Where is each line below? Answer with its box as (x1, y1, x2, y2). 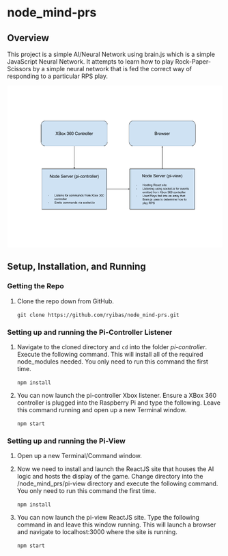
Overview (7, 32, 50, 44)
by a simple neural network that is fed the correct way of (33, 65, 193, 73)
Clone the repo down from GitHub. (16, 296, 115, 305)
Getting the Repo (7, 281, 65, 291)
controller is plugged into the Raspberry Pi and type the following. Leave (16, 399, 220, 407)
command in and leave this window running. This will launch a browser (16, 520, 216, 529)
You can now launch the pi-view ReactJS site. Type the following (16, 514, 200, 522)
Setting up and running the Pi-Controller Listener (7, 327, 173, 337)
